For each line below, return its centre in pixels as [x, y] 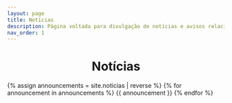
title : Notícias [30, 20]
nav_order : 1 [26, 33]
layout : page [26, 13]
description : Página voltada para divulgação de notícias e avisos [106, 26]
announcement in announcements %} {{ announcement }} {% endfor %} [110, 93]
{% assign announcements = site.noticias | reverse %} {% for [95, 86]
